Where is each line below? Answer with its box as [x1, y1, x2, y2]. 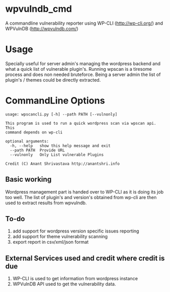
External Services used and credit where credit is [5, 254, 165, 262]
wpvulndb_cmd [5, 3, 72, 15]
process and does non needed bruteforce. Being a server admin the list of [5, 71, 161, 77]
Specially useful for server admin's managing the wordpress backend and [5, 60, 161, 67]
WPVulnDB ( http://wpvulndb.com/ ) [5, 25, 79, 31]
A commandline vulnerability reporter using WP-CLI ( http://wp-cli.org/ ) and [5, 20, 163, 26]
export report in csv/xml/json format [12, 239, 89, 245]
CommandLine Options [5, 95, 105, 107]
